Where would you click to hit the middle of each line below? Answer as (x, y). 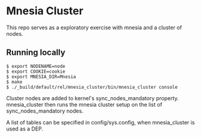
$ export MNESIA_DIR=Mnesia (41, 77)
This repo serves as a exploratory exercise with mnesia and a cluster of (94, 27)
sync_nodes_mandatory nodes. (45, 111)
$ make (14, 82)
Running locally (36, 53)
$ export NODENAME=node (36, 66)
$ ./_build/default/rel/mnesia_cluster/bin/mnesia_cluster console (92, 87)
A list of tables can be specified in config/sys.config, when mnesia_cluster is (100, 122)
